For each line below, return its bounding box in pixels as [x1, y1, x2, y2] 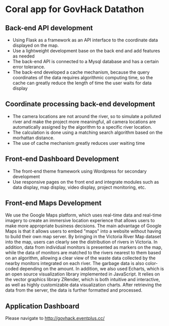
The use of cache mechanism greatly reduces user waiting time [12, 140, 145, 146]
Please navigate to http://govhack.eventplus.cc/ [5, 315, 105, 321]
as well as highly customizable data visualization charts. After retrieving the [5, 282, 162, 288]
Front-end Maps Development [5, 199, 102, 207]
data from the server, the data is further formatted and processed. [5, 287, 143, 293]
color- [145, 260, 158, 266]
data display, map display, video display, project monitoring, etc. [12, 184, 146, 190]
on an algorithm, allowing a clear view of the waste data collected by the [5, 255, 156, 261]
